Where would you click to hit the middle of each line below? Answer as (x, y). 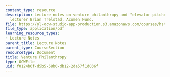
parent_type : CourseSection (35, 48)
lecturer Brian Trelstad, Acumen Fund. (52, 19)
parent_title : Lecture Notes (36, 43)
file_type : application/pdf (35, 29)
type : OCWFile (20, 62)
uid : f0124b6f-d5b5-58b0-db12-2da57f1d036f (52, 66)
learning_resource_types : (32, 33)
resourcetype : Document (30, 52)
